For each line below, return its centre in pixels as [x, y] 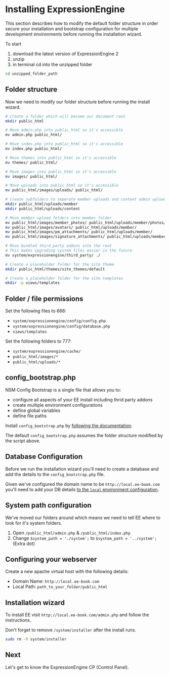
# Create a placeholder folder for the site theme [60, 264]
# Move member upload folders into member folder [59, 218]
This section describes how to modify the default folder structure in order [82, 23]
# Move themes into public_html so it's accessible [61, 158]
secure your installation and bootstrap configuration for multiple [72, 28]
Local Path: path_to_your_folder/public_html [60, 587]
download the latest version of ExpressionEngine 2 [66, 54]
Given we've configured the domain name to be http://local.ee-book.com [83, 484]
